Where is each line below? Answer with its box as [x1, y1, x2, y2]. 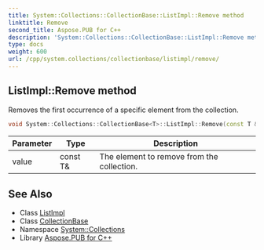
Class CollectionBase [19, 216, 89, 226]
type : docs [8, 41, 44, 49]
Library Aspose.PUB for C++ [19, 233, 112, 243]
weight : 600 [8, 48, 47, 56]
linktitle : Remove [8, 19, 68, 27]
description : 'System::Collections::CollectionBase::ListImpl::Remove [8, 33, 244, 42]
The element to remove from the [99, 150, 218, 161]
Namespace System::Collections [19, 225, 126, 234]
